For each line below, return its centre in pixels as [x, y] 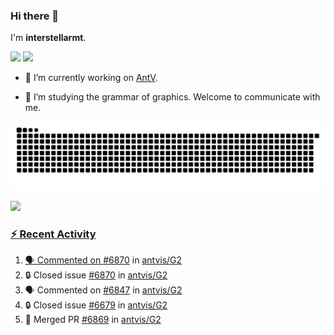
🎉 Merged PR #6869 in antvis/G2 [93, 320]
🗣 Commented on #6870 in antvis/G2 [103, 260]
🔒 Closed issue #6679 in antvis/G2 [96, 305]
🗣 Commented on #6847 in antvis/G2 [103, 290]
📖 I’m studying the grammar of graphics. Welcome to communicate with [172, 97]
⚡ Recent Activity [53, 234]
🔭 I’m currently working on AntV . [91, 78]
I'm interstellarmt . [48, 38]
